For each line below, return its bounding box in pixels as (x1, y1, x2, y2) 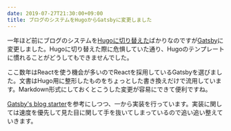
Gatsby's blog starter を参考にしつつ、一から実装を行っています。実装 (7, 99, 205, 108)
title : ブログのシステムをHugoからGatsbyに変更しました (7, 16, 152, 23)
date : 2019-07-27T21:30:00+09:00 (7, 10, 103, 17)
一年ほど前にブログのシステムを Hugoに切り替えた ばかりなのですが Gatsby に (7, 36, 224, 45)
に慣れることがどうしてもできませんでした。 (7, 53, 133, 62)
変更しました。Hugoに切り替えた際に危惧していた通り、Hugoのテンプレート (7, 45, 225, 53)
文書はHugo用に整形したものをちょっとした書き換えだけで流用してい (19, 76, 216, 84)
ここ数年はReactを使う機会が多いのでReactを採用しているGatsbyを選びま (7, 68, 217, 76)
